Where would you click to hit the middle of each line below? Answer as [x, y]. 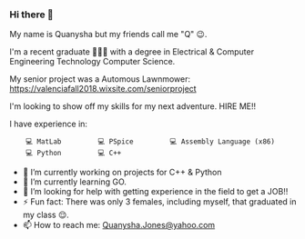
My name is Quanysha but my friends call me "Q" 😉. [108, 35]
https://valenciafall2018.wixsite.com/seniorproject [103, 89]
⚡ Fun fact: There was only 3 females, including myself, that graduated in [159, 202]
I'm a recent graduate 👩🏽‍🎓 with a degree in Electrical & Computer [132, 52]
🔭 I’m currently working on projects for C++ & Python [122, 173]
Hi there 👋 [32, 15]
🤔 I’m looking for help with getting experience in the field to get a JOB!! [155, 192]
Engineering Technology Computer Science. [92, 62]
